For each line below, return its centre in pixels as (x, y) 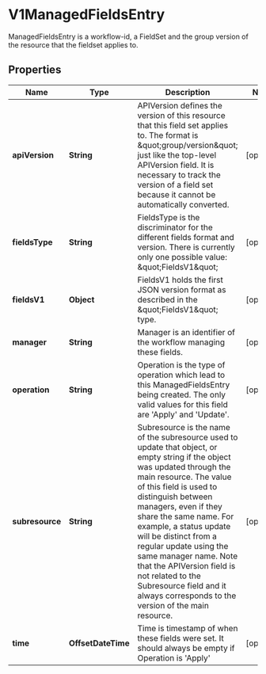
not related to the (169, 576)
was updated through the (184, 466)
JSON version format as (182, 289)
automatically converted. (183, 204)
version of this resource (181, 115)
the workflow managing (181, 342)
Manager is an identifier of (186, 332)
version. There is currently (186, 247)
